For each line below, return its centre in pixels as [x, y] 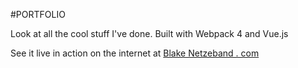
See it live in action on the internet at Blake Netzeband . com [135, 53]
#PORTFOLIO [38, 14]
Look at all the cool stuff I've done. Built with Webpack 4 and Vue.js [149, 33]
